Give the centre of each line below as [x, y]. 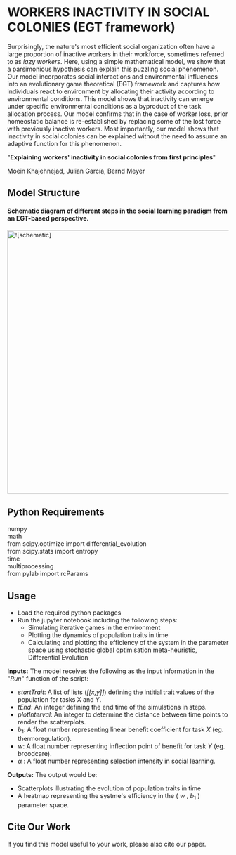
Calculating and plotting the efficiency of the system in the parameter [128, 643]
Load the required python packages [69, 613]
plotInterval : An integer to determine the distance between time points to [123, 714]
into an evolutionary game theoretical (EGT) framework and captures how [113, 84]
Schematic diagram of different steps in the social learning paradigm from [118, 211]
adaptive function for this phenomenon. [64, 143]
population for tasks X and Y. [59, 700]
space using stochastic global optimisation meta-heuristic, [113, 650]
